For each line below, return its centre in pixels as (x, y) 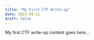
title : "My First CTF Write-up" (38, 10)
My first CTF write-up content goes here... (47, 33)
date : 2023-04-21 (23, 14)
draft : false (18, 19)
